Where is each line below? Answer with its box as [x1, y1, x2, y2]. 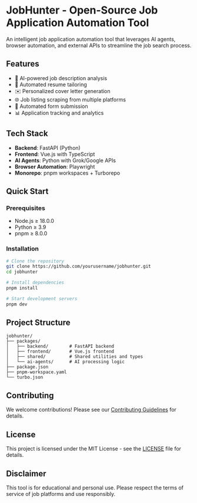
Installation [6, 245, 39, 253]
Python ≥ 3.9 [14, 223, 46, 231]
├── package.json [6, 364, 49, 370]
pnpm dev [6, 301, 28, 307]
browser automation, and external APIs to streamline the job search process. [6, 42, 192, 49]
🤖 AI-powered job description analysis [14, 74, 108, 81]
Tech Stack [6, 129, 48, 139]
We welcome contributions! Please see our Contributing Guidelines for [6, 406, 176, 413]
